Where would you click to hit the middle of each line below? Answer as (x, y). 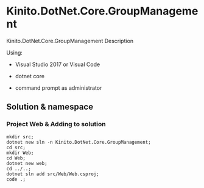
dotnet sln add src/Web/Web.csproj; (53, 174)
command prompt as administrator (58, 88)
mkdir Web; (20, 153)
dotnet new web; (27, 163)
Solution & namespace (50, 107)
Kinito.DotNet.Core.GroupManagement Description (70, 41)
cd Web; (16, 158)
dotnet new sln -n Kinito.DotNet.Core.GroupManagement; (79, 142)
